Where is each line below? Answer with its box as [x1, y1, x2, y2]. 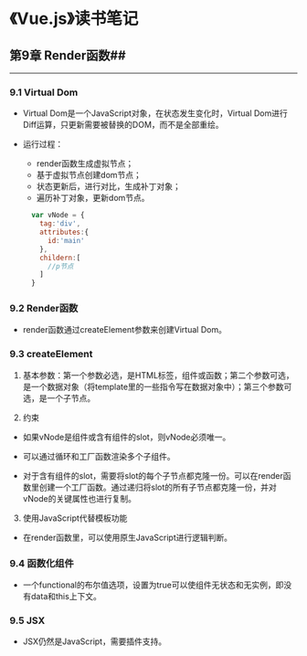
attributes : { [39, 227, 90, 238]
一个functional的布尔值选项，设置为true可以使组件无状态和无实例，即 [22, 579, 284, 590]
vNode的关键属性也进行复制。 [22, 492, 137, 503]
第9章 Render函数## [9, 48, 126, 63]
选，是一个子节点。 [22, 392, 96, 403]
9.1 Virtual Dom [9, 86, 79, 99]
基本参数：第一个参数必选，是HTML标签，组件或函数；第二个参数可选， [22, 369, 294, 380]
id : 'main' [47, 236, 85, 245]
